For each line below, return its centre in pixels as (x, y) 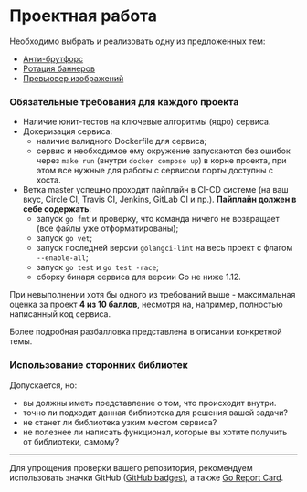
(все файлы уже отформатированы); (107, 228)
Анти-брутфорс (53, 58)
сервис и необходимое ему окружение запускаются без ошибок (163, 151)
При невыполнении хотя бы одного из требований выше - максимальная (153, 295)
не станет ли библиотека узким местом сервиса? (120, 422)
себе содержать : (57, 209)
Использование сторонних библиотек (99, 365)
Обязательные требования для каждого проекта (124, 101)
